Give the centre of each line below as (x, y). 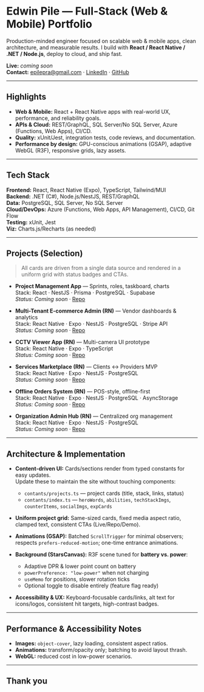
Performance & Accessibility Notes (74, 628)
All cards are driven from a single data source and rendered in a (101, 268)
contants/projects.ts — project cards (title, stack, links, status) (104, 493)
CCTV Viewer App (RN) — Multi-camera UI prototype (82, 342)
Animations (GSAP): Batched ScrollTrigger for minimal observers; (99, 536)
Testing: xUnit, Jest (31, 222)
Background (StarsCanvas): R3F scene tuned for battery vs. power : (101, 555)
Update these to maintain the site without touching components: (95, 482)
